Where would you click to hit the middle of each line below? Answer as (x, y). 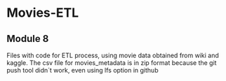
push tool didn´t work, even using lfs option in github (82, 70)
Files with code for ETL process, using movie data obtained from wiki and (113, 55)
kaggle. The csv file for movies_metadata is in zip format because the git (112, 63)
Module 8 (28, 39)
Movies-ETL (43, 13)
